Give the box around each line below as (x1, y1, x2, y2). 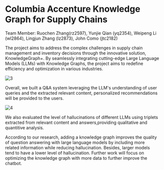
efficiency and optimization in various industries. (5, 65, 104, 72)
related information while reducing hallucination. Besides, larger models (5, 144, 150, 150)
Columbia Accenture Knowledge (5, 3, 141, 15)
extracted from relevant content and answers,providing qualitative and (5, 119, 147, 125)
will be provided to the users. (5, 95, 64, 101)
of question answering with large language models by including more (5, 139, 145, 145)
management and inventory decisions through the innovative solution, (5, 50, 146, 56)
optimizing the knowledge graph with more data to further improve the (5, 155, 147, 161)
